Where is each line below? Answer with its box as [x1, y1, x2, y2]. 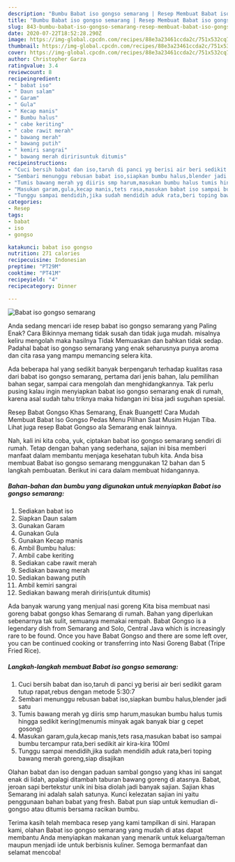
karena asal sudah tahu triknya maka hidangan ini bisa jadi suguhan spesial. [8, 394, 226, 402]
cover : [8, 50, 27, 57]
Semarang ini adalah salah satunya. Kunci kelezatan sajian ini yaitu [8, 790, 199, 798]
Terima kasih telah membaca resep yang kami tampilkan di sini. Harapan [8, 819, 216, 827]
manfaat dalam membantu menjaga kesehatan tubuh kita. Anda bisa [8, 451, 204, 460]
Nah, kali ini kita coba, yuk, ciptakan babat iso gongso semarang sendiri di [8, 436, 222, 444]
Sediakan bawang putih [17, 574, 86, 582]
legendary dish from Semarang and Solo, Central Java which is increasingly [8, 624, 226, 633]
